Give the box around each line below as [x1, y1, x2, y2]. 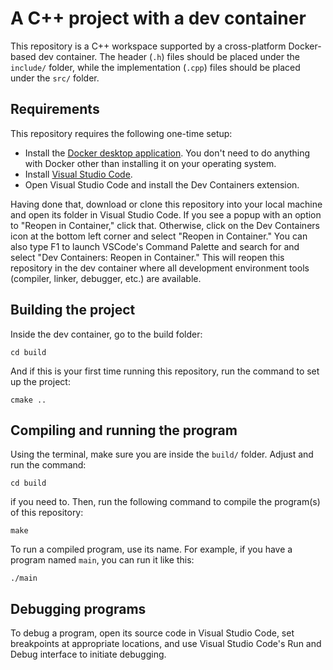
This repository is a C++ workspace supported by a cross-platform [10, 40, 287, 52]
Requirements [10, 101, 100, 118]
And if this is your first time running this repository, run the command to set [10, 365, 320, 377]
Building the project [10, 302, 136, 319]
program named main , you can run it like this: [10, 554, 195, 566]
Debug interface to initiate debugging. [10, 648, 167, 661]
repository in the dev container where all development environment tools [10, 262, 310, 274]
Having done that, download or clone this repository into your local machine [10, 198, 323, 210]
